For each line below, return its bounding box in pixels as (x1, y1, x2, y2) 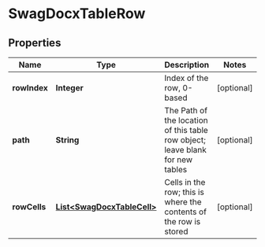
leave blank (164, 145, 207, 155)
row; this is (164, 186, 205, 197)
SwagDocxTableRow (8, 5, 146, 23)
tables (164, 164, 188, 175)
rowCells (12, 201, 47, 212)
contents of (164, 206, 207, 217)
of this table (164, 125, 209, 135)
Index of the (164, 72, 209, 83)
